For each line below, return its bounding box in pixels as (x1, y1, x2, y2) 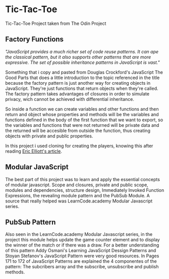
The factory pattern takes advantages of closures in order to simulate (5, 90, 150, 97)
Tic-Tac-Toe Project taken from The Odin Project (5, 20, 106, 26)
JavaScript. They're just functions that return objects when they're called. (5, 85, 158, 91)
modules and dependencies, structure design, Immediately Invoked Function (5, 187, 164, 193)
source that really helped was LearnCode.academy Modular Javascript (5, 198, 153, 204)
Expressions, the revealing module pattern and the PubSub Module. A (5, 192, 150, 198)
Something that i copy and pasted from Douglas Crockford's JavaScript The (5, 69, 163, 75)
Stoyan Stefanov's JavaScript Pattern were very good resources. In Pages (5, 253, 159, 259)
